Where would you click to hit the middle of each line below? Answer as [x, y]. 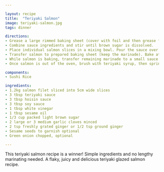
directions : [17, 36]
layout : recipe [20, 14]
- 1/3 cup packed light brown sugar [42, 118]
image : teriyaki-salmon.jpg [34, 23]
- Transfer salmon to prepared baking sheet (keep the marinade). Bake [79, 54]
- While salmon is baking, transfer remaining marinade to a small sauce [82, 59]
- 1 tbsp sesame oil [26, 113]
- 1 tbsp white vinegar [29, 108]
